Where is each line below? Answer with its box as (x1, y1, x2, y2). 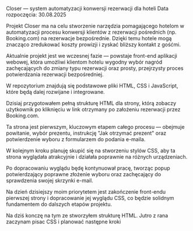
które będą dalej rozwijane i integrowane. (6, 89, 105, 95)
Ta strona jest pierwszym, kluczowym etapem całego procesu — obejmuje (6, 124, 185, 130)
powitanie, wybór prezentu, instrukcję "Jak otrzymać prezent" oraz (6, 129, 167, 136)
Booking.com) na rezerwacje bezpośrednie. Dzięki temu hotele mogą (6, 35, 172, 41)
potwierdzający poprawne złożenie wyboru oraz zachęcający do (6, 171, 162, 177)
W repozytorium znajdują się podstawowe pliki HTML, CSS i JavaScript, (6, 82, 178, 89)
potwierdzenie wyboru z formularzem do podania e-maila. (6, 136, 146, 142)
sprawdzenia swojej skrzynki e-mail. (6, 177, 93, 184)
